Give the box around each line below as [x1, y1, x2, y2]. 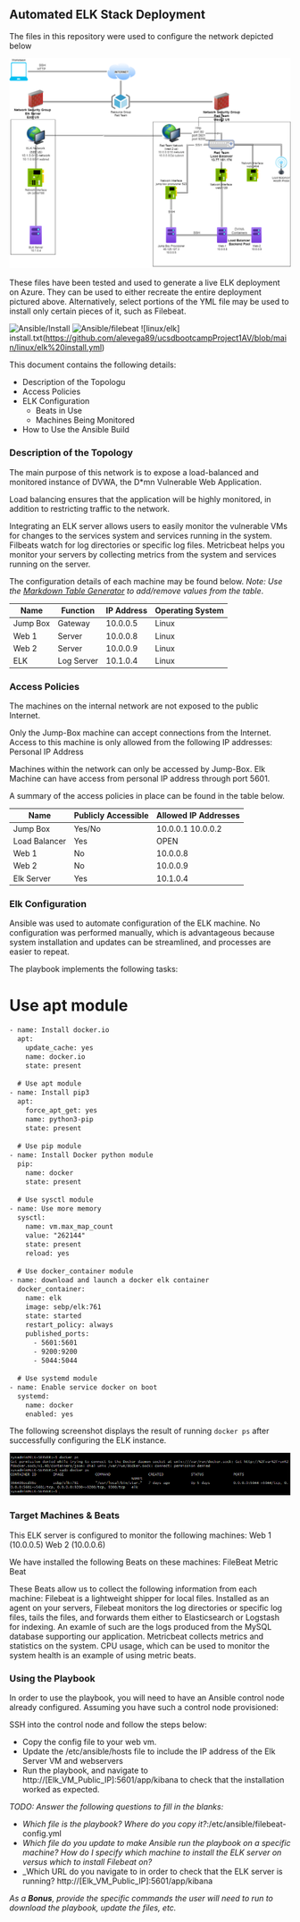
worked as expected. [21, 1784, 100, 1795]
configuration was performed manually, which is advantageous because [9, 927, 275, 938]
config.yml [21, 1828, 62, 1839]
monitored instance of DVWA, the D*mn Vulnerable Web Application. [9, 476, 262, 487]
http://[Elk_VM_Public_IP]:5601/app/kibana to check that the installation [21, 1775, 285, 1785]
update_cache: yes [25, 1044, 94, 1053]
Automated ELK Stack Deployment [9, 7, 205, 22]
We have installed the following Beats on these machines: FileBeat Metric [9, 1557, 279, 1567]
